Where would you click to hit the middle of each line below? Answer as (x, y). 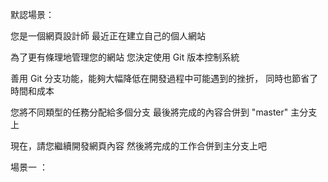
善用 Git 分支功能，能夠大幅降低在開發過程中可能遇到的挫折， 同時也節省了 (164, 78)
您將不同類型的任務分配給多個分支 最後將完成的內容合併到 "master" (149, 112)
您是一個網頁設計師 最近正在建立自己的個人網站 (108, 36)
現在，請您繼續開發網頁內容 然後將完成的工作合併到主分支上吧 (138, 146)
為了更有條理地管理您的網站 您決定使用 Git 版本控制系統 (125, 57)
